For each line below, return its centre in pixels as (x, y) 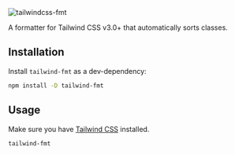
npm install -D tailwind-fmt (56, 86)
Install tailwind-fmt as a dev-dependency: (78, 71)
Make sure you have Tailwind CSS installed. (79, 129)
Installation (36, 52)
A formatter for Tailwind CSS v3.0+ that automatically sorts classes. (118, 27)
